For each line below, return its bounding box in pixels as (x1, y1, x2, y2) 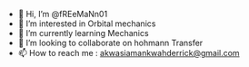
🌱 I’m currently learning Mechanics (17, 28, 149, 38)
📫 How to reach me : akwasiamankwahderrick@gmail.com (17, 48, 240, 58)
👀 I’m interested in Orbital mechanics (17, 18, 156, 29)
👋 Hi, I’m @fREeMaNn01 (17, 9, 108, 19)
